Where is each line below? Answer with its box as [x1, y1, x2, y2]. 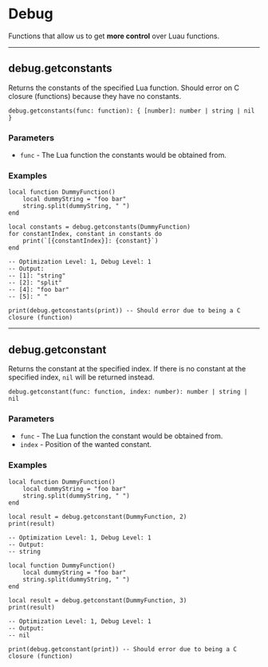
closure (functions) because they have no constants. [8, 91, 182, 100]
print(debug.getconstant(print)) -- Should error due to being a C [8, 645, 238, 653]
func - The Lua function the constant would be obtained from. [19, 431, 223, 441]
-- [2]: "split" [8, 279, 62, 287]
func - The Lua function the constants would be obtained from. [19, 151, 227, 160]
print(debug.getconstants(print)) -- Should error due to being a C [8, 307, 241, 315]
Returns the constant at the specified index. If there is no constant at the [8, 364, 246, 374]
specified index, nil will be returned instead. [8, 372, 155, 383]
